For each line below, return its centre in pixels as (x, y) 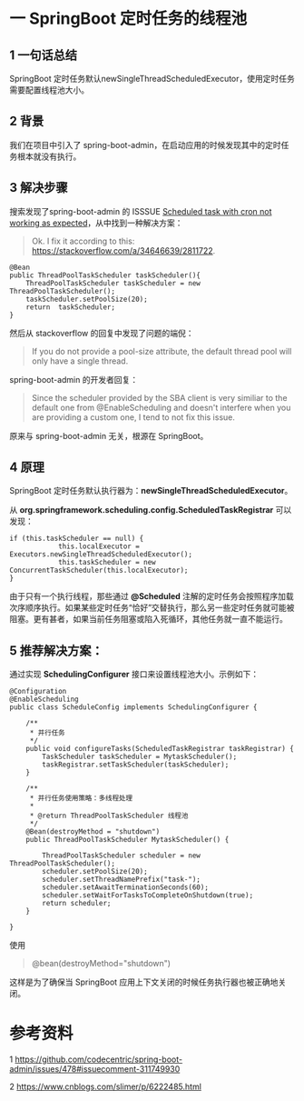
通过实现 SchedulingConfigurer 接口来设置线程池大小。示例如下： (134, 675)
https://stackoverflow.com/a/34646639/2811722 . (123, 250)
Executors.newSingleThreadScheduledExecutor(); (101, 555)
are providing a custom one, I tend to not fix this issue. (133, 417)
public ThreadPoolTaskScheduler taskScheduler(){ (105, 275)
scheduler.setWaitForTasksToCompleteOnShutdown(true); (148, 896)
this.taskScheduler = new (107, 563)
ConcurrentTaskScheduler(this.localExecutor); (99, 571)
